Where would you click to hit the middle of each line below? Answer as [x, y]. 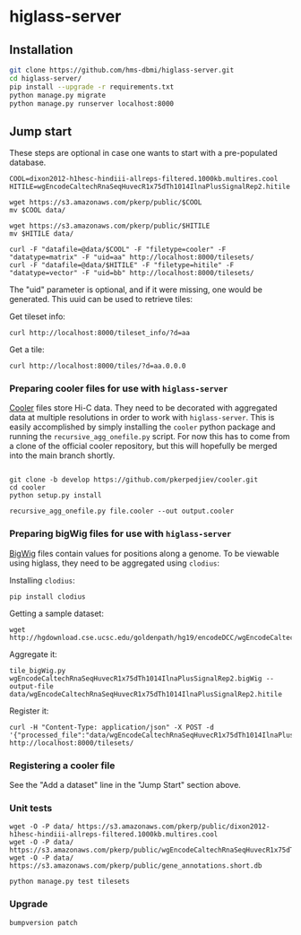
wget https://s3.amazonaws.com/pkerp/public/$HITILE [110, 226]
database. [28, 162]
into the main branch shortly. [62, 455]
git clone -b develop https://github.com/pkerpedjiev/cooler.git [133, 480]
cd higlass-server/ [46, 78]
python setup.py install [56, 496]
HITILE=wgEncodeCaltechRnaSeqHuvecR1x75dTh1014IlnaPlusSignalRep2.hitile [150, 187]
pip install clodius [48, 597]
